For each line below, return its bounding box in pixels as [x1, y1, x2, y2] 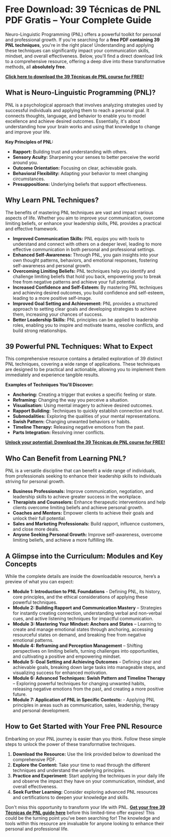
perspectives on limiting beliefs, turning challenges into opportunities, [12, 648, 159, 654]
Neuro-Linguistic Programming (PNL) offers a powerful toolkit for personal [5, 31, 161, 37]
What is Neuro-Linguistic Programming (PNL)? [5, 88, 156, 97]
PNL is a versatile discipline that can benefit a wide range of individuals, [5, 467, 156, 474]
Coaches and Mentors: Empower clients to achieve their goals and [12, 510, 154, 516]
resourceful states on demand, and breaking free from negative [12, 632, 146, 637]
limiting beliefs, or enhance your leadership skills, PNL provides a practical [5, 220, 162, 226]
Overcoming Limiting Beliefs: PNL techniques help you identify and [12, 268, 155, 274]
